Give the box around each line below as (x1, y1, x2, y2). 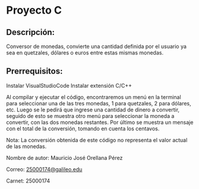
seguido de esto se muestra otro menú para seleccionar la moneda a (6, 112, 175, 119)
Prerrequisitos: (6, 66, 64, 76)
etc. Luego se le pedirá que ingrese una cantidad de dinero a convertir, (6, 106, 180, 113)
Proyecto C (6, 4, 62, 17)
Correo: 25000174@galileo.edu (6, 165, 83, 172)
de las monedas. (6, 143, 47, 150)
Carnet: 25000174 (6, 177, 50, 184)
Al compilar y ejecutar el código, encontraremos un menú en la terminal (6, 93, 181, 101)
